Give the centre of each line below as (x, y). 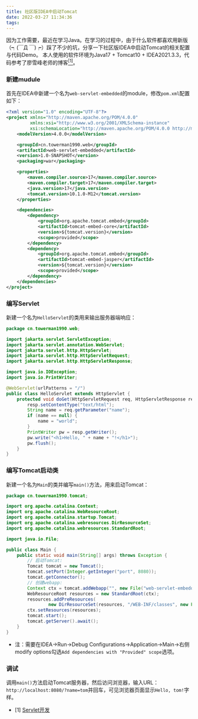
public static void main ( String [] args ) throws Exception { (92, 555)
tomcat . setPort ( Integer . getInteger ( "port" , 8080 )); (92, 572)
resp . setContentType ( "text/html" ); (71, 405)
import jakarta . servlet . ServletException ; (59, 339)
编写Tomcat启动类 (32, 470)
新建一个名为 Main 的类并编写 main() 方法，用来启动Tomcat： (77, 484)
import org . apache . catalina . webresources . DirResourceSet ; (79, 523)
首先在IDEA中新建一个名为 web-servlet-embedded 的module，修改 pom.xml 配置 (98, 93)
